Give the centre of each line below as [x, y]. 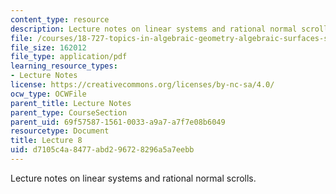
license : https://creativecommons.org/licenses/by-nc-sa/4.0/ [142, 85]
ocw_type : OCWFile [48, 94]
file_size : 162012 [48, 47]
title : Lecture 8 [46, 141]
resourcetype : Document [60, 131]
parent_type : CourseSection [69, 112]
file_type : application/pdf [69, 57]
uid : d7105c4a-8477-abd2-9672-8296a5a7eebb [102, 150]
